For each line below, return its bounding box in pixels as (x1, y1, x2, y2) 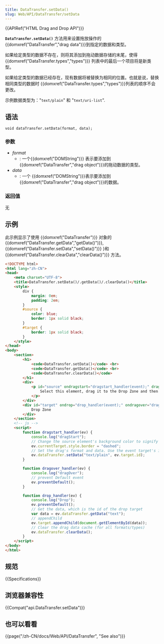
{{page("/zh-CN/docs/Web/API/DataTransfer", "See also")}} (5, 633, 125, 639)
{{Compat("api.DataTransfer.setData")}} (5, 604, 85, 610)
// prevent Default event (31, 475, 84, 480)
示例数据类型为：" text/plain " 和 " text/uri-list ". (5, 97, 105, 103)
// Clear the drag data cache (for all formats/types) (31, 525, 145, 530)
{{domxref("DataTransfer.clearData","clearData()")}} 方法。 (5, 252, 124, 258)
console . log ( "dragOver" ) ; (31, 471, 84, 476)
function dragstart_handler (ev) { (22, 430, 93, 435)
